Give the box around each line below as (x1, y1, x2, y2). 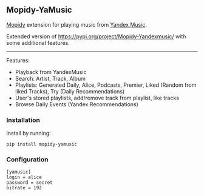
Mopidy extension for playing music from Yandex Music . (6, 21, 148, 28)
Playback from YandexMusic (15, 68, 87, 75)
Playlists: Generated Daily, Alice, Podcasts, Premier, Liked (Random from (15, 81, 197, 89)
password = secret (6, 180, 53, 186)
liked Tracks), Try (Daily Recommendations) (15, 87, 125, 95)
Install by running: (6, 130, 52, 137)
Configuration (6, 155, 49, 164)
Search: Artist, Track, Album (15, 75, 86, 82)
